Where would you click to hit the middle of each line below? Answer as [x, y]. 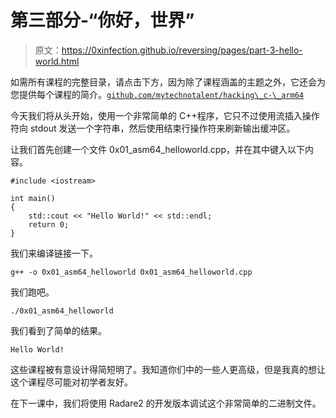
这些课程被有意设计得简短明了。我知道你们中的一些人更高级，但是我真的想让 [168, 369]
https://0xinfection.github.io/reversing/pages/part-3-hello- [182, 50]
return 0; [49, 224]
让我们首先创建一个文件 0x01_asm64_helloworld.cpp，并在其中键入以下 [158, 149]
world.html [57, 61]
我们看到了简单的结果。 [58, 330]
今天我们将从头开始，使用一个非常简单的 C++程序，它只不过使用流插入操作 [165, 115]
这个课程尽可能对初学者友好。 [71, 382]
